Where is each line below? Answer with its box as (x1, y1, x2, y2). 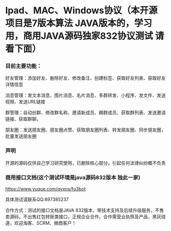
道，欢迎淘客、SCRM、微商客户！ (5, 220, 76, 226)
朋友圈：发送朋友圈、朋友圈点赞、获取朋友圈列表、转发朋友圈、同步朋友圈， (5, 127, 166, 133)
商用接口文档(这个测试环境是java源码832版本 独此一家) (5, 174, 141, 181)
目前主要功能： (5, 62, 42, 70)
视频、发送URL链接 (5, 99, 46, 105)
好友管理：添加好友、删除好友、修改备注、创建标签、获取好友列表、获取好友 (5, 75, 166, 81)
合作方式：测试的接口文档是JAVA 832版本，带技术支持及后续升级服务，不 (5, 207, 160, 214)
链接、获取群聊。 (5, 116, 41, 122)
